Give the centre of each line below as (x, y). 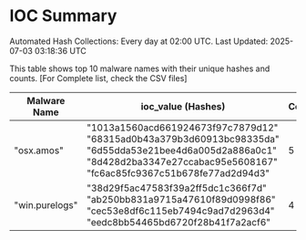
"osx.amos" (39, 150)
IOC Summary (63, 16)
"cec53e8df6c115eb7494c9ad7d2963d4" (180, 211)
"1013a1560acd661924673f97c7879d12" (182, 127)
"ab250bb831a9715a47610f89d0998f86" (181, 199)
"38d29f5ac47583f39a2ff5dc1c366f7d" (176, 188)
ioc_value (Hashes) (183, 106)
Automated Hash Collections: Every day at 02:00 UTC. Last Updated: (139, 41)
